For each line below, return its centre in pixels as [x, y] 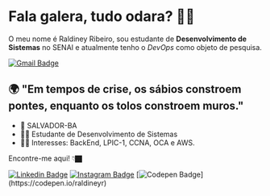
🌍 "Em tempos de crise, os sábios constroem [125, 89]
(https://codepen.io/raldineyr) [58, 183]
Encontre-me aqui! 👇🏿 [46, 158]
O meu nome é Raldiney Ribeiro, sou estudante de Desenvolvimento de [128, 39]
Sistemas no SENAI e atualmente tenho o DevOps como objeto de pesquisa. [135, 47]
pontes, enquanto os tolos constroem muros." [126, 106]
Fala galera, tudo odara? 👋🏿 [102, 17]
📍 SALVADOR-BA [48, 125]
